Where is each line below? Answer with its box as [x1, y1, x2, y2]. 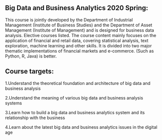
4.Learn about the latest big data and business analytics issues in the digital [5, 124, 158, 130]
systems [5, 100, 22, 106]
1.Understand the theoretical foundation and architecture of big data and [5, 80, 151, 86]
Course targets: [5, 67, 54, 76]
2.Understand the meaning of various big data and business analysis [5, 95, 143, 100]
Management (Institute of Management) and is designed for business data [5, 27, 155, 33]
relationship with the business [5, 115, 65, 120]
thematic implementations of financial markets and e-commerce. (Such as [5, 48, 154, 54]
